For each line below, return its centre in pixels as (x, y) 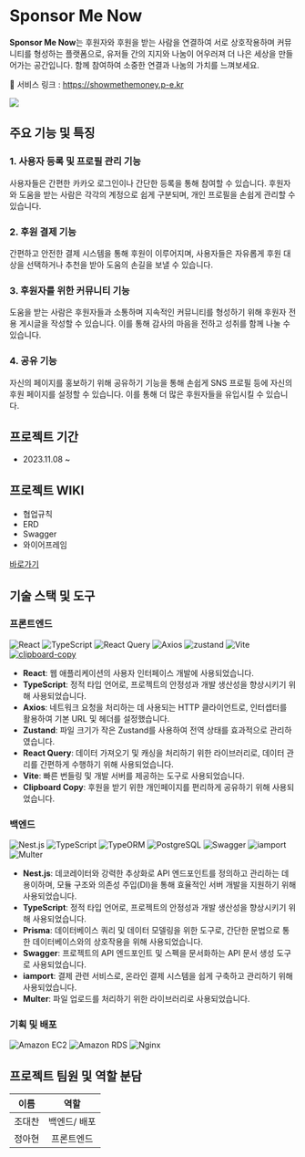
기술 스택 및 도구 (52, 595)
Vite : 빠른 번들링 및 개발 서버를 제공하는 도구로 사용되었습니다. (133, 776)
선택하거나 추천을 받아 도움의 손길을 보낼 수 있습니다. (120, 265)
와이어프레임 (45, 545)
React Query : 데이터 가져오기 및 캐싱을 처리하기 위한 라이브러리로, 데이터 (153, 753)
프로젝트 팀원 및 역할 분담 (76, 1076)
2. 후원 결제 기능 (43, 232)
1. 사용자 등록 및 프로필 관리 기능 (75, 162)
